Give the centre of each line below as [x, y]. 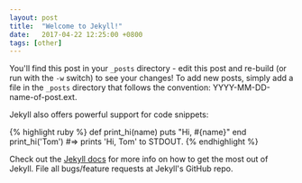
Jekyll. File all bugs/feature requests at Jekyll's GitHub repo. [121, 169]
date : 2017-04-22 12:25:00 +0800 [76, 34]
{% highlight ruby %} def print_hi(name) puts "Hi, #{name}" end [128, 133]
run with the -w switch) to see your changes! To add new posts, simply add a [151, 78]
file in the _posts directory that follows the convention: [110, 87]
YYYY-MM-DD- [241, 87]
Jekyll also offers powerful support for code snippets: [109, 114]
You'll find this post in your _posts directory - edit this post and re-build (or [148, 69]
